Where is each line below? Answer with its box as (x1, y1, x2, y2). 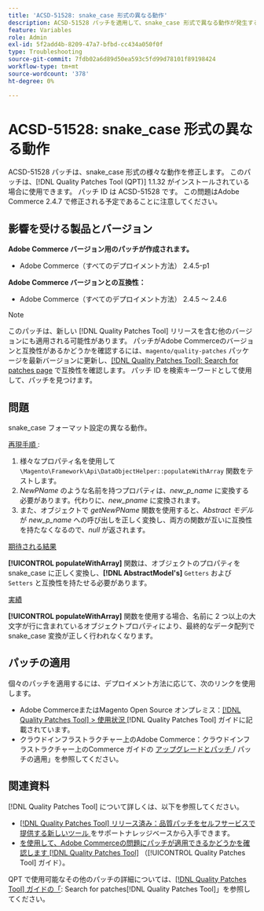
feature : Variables (8, 26, 72, 34)
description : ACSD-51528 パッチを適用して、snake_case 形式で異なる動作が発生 (8, 19, 248, 27)
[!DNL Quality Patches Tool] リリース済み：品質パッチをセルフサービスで (19, 818, 256, 828)
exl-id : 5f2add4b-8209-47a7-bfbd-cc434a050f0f (8, 41, 163, 49)
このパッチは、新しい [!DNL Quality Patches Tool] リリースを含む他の (8, 327, 233, 336)
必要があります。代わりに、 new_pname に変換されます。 (19, 496, 204, 505)
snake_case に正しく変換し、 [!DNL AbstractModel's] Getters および (8, 569, 232, 578)
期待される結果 (8, 542, 57, 551)
